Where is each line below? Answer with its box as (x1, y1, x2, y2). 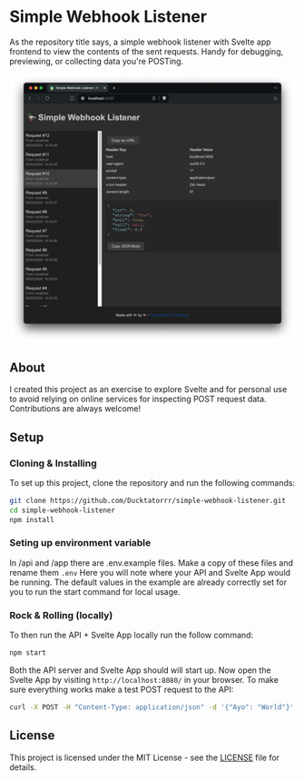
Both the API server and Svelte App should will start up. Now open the (9, 665, 271, 676)
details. (9, 761, 37, 773)
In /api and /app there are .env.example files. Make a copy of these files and (9, 557, 293, 568)
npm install (9, 515, 54, 524)
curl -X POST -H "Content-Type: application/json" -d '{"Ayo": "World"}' (9, 703, 295, 712)
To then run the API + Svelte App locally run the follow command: (9, 629, 254, 641)
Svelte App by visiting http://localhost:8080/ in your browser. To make (9, 675, 279, 686)
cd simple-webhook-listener (9, 506, 116, 515)
